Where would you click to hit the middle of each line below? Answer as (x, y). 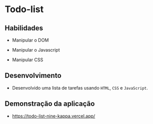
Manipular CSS (28, 60)
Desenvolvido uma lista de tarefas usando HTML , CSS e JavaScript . (80, 88)
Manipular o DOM (30, 40)
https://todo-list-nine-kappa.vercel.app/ (54, 116)
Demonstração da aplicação (50, 104)
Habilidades (24, 28)
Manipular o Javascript (36, 50)
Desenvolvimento (33, 76)
